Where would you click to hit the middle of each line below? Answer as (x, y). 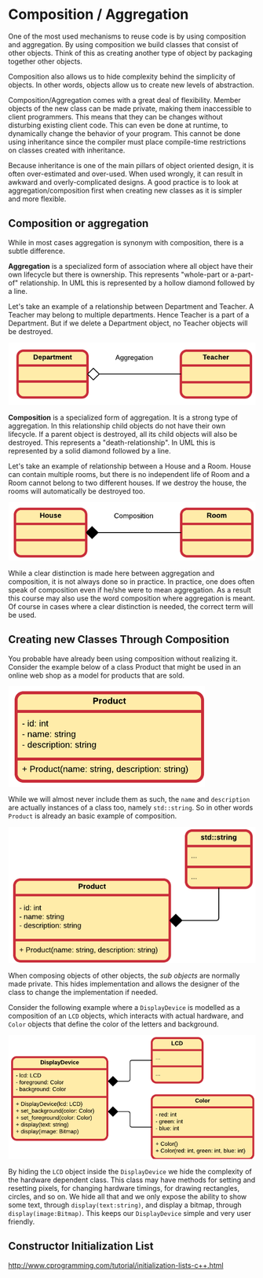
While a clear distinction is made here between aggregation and (111, 573)
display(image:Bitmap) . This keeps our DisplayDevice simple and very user (130, 1213)
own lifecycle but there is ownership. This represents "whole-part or (119, 274)
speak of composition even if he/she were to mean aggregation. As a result (130, 589)
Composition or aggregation (79, 224)
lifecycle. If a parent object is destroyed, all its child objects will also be (123, 434)
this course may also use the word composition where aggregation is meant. (131, 598)
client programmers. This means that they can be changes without (115, 116)
